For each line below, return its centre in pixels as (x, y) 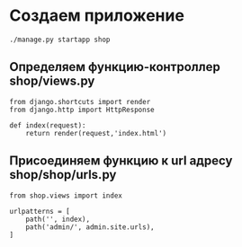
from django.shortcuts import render (80, 101)
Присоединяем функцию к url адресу (121, 161)
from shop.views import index (66, 195)
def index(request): (48, 125)
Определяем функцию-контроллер (115, 67)
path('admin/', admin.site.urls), (90, 227)
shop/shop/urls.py (63, 175)
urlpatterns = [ (40, 211)
